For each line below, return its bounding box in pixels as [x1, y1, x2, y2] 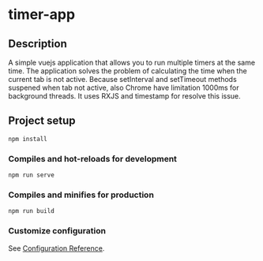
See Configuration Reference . [8, 243, 105, 253]
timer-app [8, 6, 76, 24]
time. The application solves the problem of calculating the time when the [8, 66, 247, 76]
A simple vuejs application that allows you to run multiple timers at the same [8, 58, 255, 67]
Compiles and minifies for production [8, 189, 154, 200]
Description [8, 37, 67, 50]
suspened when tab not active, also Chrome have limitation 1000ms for [8, 83, 239, 92]
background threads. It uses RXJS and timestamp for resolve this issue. [8, 91, 241, 100]
